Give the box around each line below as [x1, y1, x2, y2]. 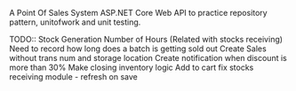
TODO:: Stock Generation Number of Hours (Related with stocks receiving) [9, 34, 283, 44]
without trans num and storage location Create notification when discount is [9, 53, 287, 63]
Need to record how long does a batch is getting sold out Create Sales [9, 43, 267, 54]
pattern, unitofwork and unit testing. [9, 17, 141, 27]
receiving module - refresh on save [9, 72, 138, 82]
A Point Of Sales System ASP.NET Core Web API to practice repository [9, 8, 268, 18]
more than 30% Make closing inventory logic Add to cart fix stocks [9, 62, 254, 72]
